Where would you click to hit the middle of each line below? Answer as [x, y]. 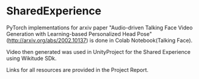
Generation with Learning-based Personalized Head [71, 34]
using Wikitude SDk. [31, 58]
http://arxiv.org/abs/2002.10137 [47, 40]
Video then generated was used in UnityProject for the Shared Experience [99, 51]
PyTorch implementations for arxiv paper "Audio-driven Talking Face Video [99, 28]
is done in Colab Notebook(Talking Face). [141, 40]
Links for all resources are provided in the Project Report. [77, 69]
